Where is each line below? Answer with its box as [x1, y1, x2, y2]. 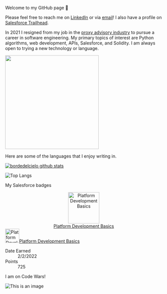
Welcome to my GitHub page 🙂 [5, 5, 69, 10]
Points [5, 258, 18, 264]
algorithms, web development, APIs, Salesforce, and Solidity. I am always [5, 40, 156, 46]
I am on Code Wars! [5, 273, 46, 279]
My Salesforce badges [5, 182, 51, 188]
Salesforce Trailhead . [5, 20, 49, 25]
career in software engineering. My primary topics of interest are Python [5, 35, 154, 40]
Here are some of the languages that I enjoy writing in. [5, 153, 117, 159]
